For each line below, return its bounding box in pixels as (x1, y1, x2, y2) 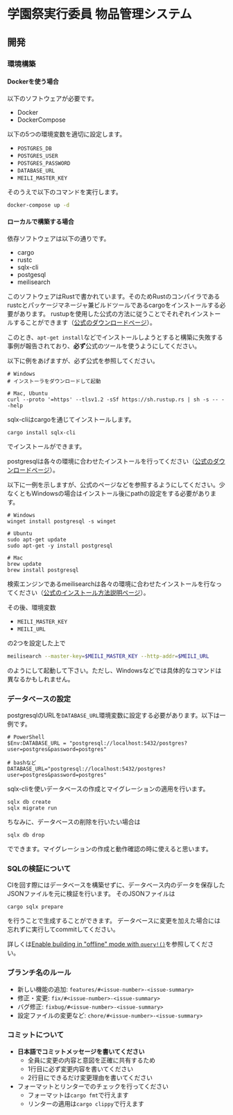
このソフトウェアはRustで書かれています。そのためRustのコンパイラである (7, 292, 221, 300)
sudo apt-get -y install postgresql (7, 542, 113, 549)
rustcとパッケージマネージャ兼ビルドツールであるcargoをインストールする (7, 301, 220, 309)
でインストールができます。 (7, 442, 86, 450)
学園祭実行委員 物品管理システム (7, 6, 192, 22)
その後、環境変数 (7, 603, 56, 611)
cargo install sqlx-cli (7, 429, 76, 436)
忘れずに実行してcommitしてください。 (7, 925, 119, 933)
